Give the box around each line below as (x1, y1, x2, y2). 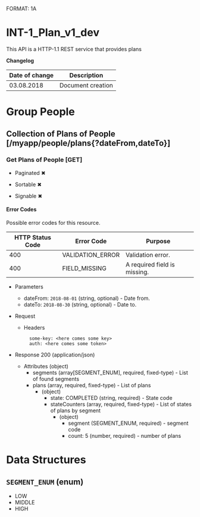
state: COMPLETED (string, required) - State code (50, 394, 173, 402)
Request (14, 312, 36, 320)
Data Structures (6, 453, 86, 466)
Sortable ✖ (14, 181, 42, 188)
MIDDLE (14, 499, 35, 506)
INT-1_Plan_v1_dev (6, 26, 100, 39)
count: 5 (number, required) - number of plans (68, 433, 182, 440)
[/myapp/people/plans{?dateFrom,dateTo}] (6, 138, 171, 148)
